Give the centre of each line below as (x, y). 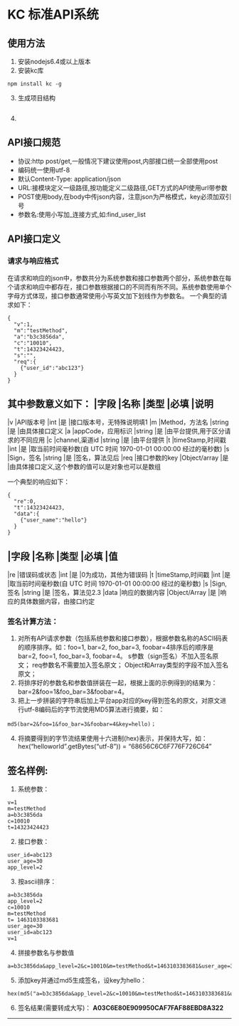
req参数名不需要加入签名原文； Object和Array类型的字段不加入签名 (130, 665)
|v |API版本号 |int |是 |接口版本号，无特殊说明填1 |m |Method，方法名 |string (118, 422)
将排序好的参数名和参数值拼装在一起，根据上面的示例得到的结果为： (117, 683)
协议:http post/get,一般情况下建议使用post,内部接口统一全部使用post (118, 161)
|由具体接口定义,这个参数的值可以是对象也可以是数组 (84, 467)
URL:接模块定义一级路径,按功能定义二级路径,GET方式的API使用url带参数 (122, 187)
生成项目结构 (36, 98)
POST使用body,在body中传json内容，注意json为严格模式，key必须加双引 (124, 196)
